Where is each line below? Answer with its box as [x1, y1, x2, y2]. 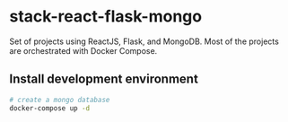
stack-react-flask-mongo [9, 6, 203, 27]
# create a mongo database [9, 95, 110, 104]
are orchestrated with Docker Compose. [9, 45, 158, 56]
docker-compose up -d [9, 103, 91, 113]
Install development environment [9, 72, 199, 87]
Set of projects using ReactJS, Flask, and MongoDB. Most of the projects [9, 36, 280, 47]
